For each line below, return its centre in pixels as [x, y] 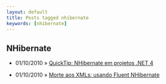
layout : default [27, 12]
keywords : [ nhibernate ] [37, 23]
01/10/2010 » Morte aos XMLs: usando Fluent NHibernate [87, 75]
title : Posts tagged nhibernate [47, 18]
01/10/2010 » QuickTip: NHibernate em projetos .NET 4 [84, 63]
